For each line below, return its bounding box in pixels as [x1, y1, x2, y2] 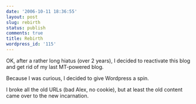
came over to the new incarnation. [6, 92, 89, 99]
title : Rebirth [6, 36, 43, 41]
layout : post [6, 14, 38, 20]
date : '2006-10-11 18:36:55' [6, 8, 77, 15]
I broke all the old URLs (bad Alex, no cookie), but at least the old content [6, 86, 183, 93]
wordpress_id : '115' [6, 41, 57, 47]
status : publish [6, 25, 46, 31]
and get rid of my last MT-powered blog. [6, 63, 104, 70]
